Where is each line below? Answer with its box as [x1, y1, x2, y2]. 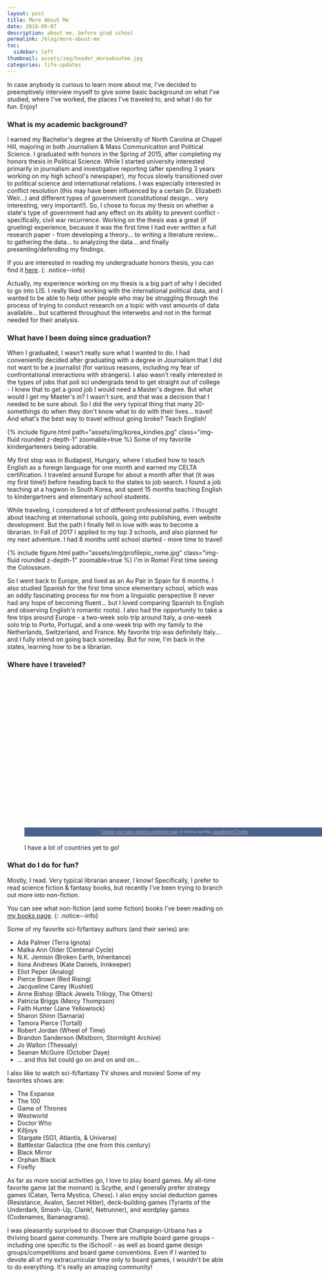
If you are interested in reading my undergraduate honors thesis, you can [7, 258, 215, 266]
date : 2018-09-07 [7, 23, 57, 30]
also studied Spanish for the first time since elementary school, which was [7, 584, 218, 592]
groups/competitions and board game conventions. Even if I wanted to [7, 1248, 207, 1256]
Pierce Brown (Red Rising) [17, 975, 92, 983]
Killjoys [17, 1126, 38, 1135]
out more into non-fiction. [7, 890, 80, 899]
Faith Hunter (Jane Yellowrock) [17, 1004, 105, 1012]
